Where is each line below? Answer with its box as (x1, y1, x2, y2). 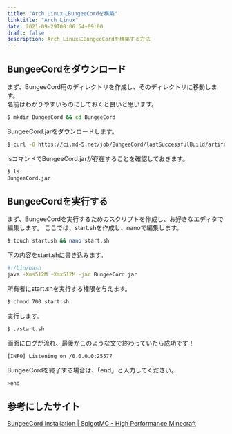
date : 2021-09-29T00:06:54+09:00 (7, 23, 104, 30)
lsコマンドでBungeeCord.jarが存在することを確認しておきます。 (7, 154, 188, 162)
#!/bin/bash (7, 265, 41, 272)
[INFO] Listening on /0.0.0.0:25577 (7, 352, 113, 359)
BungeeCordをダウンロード (7, 63, 126, 75)
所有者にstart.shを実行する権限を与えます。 (7, 284, 131, 292)
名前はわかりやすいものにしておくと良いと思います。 (7, 100, 157, 108)
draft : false (7, 29, 45, 37)
